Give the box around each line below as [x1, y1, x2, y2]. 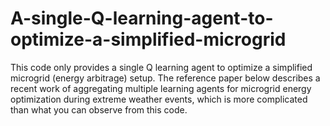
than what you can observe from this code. [10, 103, 188, 116]
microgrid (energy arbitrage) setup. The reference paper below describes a [10, 72, 321, 84]
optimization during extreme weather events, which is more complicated [10, 93, 308, 105]
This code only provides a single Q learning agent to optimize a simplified [10, 61, 313, 73]
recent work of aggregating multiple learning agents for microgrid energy [10, 82, 312, 94]
